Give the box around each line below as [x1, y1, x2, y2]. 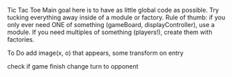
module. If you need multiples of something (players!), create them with [7, 28, 212, 36]
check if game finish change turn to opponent [7, 62, 139, 70]
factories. [7, 35, 35, 44]
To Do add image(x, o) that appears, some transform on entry [7, 49, 184, 57]
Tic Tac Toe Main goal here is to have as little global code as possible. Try [7, 6, 219, 14]
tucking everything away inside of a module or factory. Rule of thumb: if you [7, 13, 226, 22]
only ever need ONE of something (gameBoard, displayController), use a [7, 21, 215, 28]
